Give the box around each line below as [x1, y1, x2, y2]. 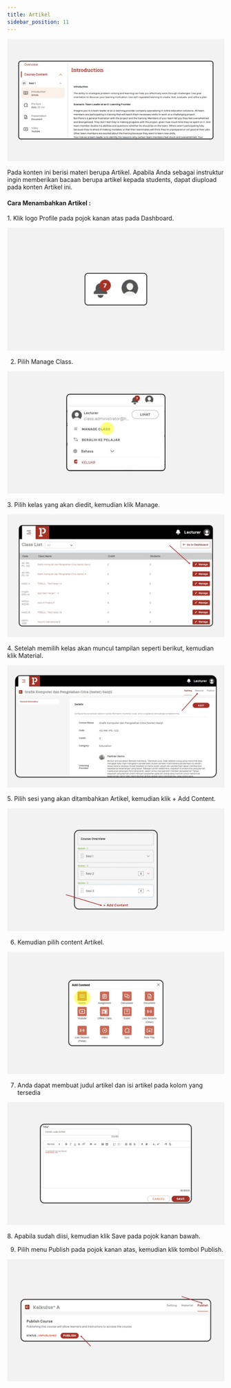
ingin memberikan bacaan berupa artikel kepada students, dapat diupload [7, 176, 217, 183]
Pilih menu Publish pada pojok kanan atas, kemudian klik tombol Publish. [17, 1245, 224, 1253]
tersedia [17, 1089, 41, 1097]
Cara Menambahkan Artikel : [7, 198, 91, 207]
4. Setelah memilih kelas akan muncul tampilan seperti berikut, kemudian [7, 644, 214, 652]
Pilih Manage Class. [17, 357, 74, 366]
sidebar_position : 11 [7, 18, 70, 26]
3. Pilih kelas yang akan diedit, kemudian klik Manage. [7, 501, 161, 509]
